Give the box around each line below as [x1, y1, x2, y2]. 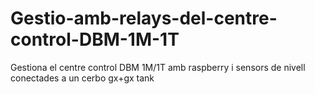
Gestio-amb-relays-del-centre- [10, 7, 278, 30]
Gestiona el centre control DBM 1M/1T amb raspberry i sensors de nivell [10, 61, 306, 73]
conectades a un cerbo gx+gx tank [10, 72, 155, 84]
